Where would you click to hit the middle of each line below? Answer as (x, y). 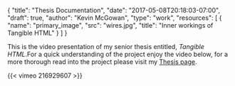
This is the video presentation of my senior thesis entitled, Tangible (106, 47)
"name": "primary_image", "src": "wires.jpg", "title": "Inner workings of (110, 25)
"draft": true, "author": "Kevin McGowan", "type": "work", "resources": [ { (115, 18)
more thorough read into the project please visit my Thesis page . (102, 62)
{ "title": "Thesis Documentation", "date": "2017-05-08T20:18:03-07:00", (114, 10)
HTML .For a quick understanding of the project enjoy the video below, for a (117, 54)
